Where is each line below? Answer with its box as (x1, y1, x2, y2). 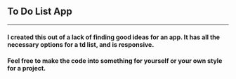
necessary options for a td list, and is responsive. (7, 41, 155, 49)
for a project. (7, 64, 46, 72)
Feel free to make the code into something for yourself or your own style (7, 57, 223, 65)
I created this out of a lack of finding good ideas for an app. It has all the (7, 33, 220, 41)
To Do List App (7, 6, 72, 17)
